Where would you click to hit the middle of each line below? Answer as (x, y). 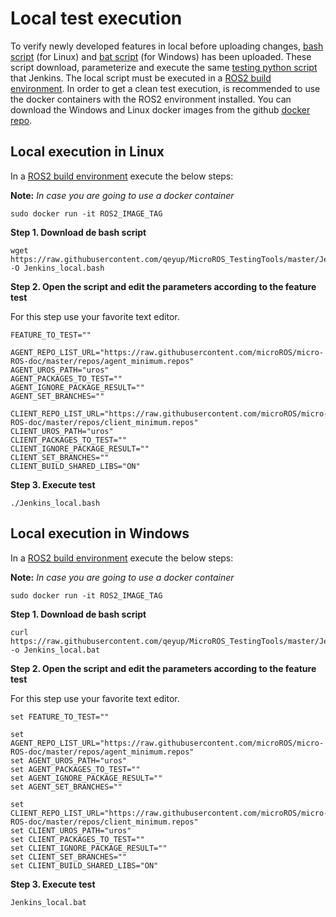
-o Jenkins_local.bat (55, 650)
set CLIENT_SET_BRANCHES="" (69, 857)
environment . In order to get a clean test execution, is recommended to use (165, 88)
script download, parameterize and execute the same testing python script (164, 67)
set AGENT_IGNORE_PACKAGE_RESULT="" (86, 778)
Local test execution (96, 18)
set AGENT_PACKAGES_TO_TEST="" (75, 769)
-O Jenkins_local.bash (57, 268)
